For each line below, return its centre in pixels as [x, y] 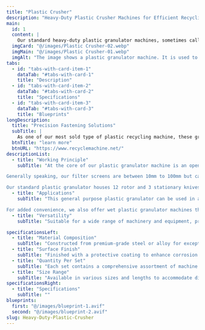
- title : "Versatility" [42, 215]
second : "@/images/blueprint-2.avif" [60, 312]
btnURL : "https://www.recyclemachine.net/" [68, 148]
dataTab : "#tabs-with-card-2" [56, 92]
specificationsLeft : [33, 232]
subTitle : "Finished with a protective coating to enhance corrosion [108, 255]
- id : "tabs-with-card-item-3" [52, 103]
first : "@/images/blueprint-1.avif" [58, 306]
